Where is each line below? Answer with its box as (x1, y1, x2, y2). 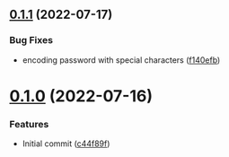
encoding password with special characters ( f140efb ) (22, 54, 221, 65)
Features (9, 118, 49, 130)
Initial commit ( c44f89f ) (22, 138, 110, 149)
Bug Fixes (9, 34, 54, 47)
